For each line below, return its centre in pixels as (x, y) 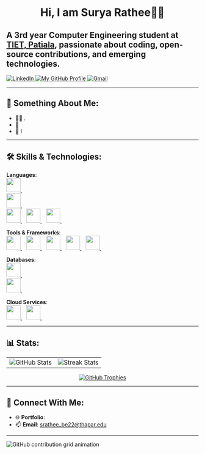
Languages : (22, 174)
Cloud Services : (27, 302)
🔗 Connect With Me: (45, 402)
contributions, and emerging (91, 54)
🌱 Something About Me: (52, 103)
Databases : (21, 259)
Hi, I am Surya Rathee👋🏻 (102, 13)
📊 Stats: (23, 343)
